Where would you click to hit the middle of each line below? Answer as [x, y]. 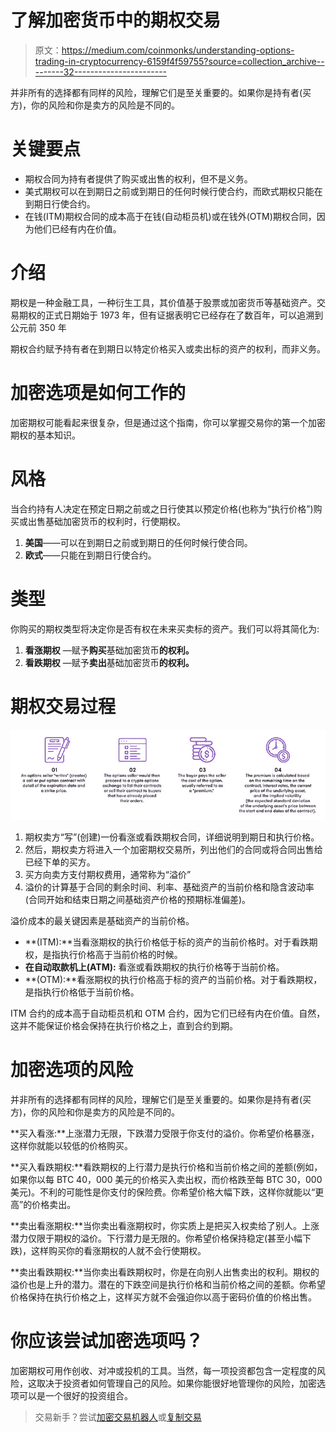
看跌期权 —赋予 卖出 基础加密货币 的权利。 [109, 662]
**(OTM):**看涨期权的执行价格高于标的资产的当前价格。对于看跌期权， [173, 979]
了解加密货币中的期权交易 [116, 20]
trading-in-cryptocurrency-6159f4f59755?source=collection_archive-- [179, 61]
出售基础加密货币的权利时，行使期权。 [106, 521]
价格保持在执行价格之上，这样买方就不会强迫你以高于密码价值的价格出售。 [163, 1297]
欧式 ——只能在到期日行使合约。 [90, 555]
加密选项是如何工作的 [98, 393]
